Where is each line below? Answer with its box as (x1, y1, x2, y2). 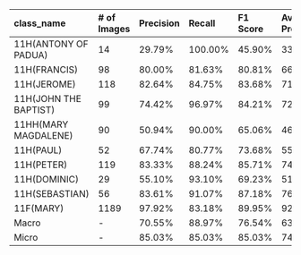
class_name (13, 17, 66, 30)
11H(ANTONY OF (13, 38, 89, 50)
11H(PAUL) (13, 144, 63, 156)
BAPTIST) (13, 104, 56, 115)
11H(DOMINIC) (13, 174, 79, 185)
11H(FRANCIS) (13, 64, 79, 75)
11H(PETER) (13, 158, 68, 171)
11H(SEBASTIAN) (13, 188, 90, 200)
